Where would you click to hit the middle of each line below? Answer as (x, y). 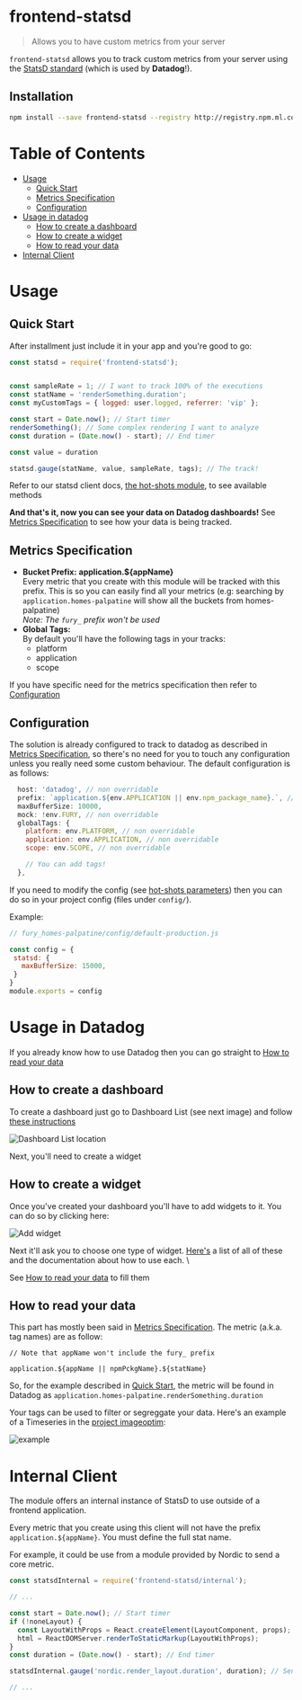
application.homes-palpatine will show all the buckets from (133, 601)
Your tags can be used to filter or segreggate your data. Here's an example (148, 1412)
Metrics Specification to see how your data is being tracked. (120, 522)
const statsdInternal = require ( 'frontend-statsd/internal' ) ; (128, 1581)
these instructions (43, 1121)
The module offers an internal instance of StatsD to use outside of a (135, 1501)
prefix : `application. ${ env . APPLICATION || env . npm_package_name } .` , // (156, 797)
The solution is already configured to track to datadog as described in (138, 744)
